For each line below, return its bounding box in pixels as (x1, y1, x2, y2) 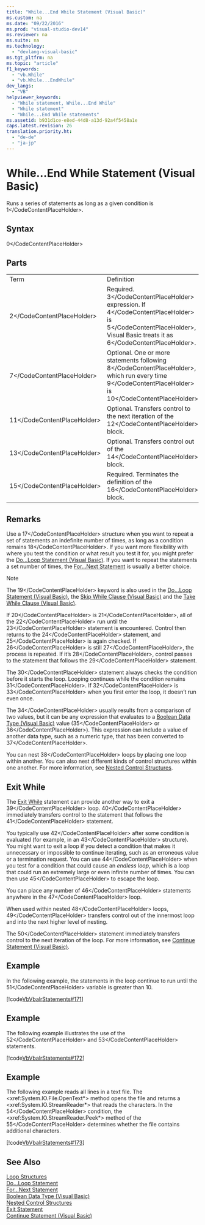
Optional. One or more (106, 348, 171, 357)
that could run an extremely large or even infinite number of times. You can (6, 868, 195, 875)
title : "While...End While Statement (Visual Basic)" (6, 9, 146, 15)
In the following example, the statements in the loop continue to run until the (6, 977, 198, 984)
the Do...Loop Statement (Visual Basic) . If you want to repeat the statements (6, 556, 198, 564)
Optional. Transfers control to (106, 405, 191, 413)
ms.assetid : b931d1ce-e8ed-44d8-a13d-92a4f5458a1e (6, 117, 138, 123)
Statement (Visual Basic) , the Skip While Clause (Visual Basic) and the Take (6, 593, 196, 601)
